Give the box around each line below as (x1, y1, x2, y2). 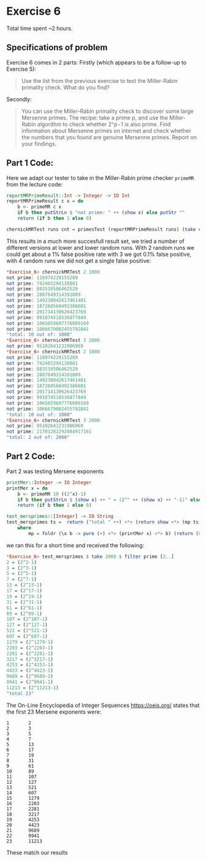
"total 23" (6, 690, 34, 697)
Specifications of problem (6, 42, 108, 53)
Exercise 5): (6, 65, 37, 72)
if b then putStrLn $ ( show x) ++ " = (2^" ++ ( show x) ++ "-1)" (17, 496, 188, 503)
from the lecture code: (6, 180, 63, 188)
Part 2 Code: (6, 451, 55, 461)
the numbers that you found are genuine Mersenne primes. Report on (21, 133, 197, 141)
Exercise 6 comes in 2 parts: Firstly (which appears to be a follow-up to (6, 58, 187, 66)
